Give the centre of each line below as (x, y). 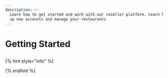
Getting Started (38, 44)
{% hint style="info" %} (29, 61)
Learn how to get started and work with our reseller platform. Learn (85, 14)
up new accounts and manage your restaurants (58, 19)
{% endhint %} (20, 70)
